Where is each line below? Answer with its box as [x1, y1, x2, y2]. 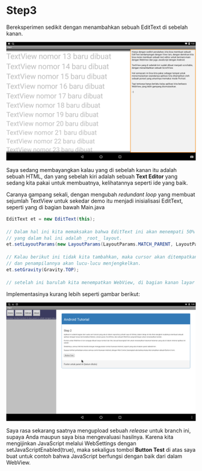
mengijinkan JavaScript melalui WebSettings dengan [6, 440, 136, 447]
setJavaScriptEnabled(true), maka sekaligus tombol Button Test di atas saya [6, 446, 196, 453]
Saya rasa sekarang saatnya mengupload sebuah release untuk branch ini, [6, 426, 191, 434]
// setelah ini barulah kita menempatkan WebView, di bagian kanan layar [6, 279, 195, 286]
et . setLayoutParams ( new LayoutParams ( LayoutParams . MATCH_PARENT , [6, 241, 173, 247]
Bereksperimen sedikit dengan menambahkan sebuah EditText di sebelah [6, 23, 188, 31]
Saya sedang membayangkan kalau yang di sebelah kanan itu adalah [6, 166, 177, 173]
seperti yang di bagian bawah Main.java [6, 203, 105, 211]
